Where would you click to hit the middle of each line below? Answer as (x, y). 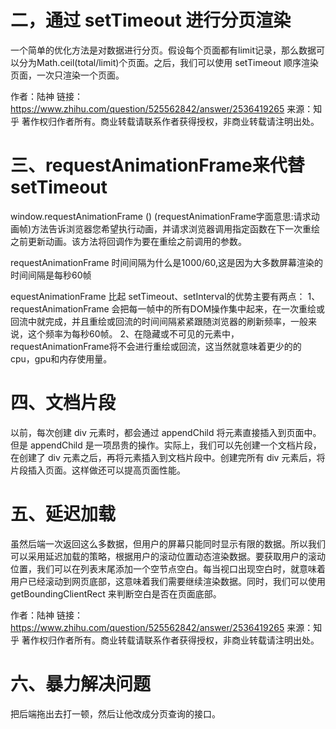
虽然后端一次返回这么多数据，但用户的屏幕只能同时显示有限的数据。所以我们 (168, 543)
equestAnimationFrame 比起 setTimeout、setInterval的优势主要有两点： (158, 296)
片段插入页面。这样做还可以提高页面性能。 (98, 470)
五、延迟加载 (63, 514)
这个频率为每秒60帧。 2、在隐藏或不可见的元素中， (133, 333)
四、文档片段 (63, 403)
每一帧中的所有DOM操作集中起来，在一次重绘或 (227, 308)
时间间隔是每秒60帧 (51, 275)
